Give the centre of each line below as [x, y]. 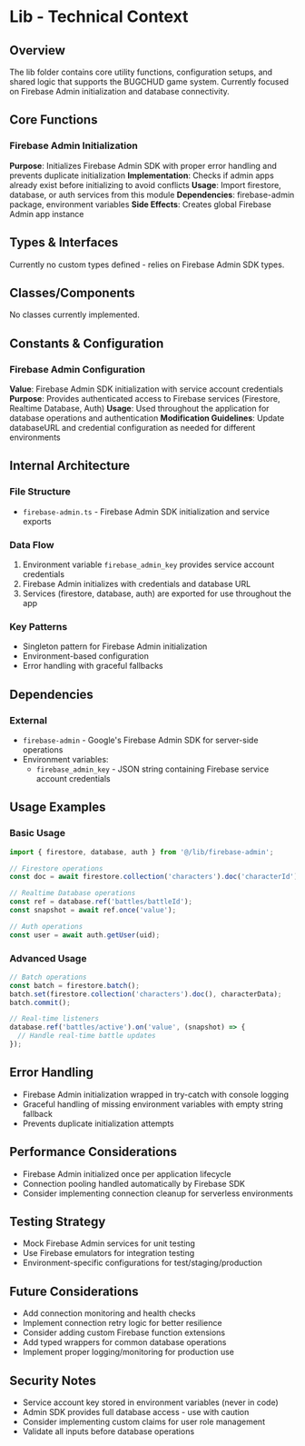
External [29, 720]
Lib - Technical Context [99, 17]
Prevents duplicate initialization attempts [98, 1123]
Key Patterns [39, 626]
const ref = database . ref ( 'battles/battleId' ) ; [101, 902]
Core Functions [54, 120]
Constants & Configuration [87, 343]
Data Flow [32, 544]
